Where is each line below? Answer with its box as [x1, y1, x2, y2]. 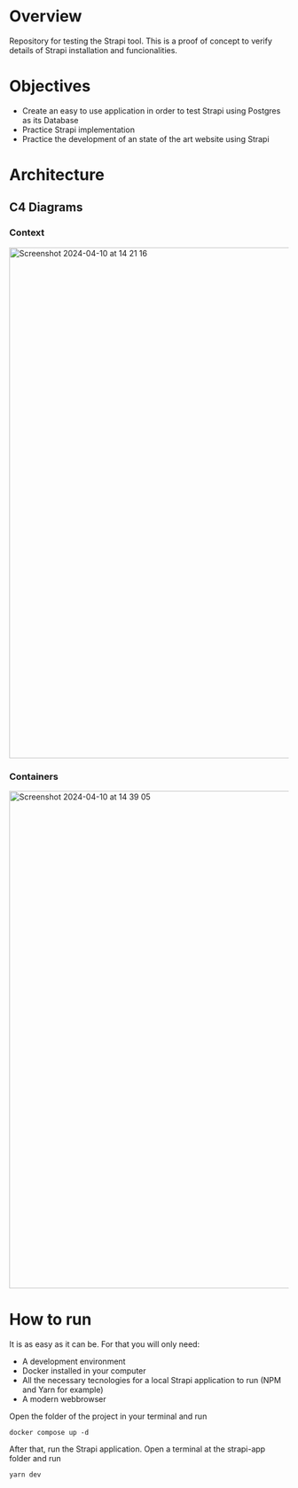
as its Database [21, 114, 79, 125]
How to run [9, 1310, 92, 1330]
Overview [9, 6, 82, 27]
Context [9, 226, 45, 239]
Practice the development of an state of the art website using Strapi [21, 133, 270, 144]
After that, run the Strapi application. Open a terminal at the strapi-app [9, 1444, 266, 1454]
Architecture [9, 165, 105, 185]
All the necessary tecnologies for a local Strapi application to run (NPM [21, 1374, 282, 1385]
